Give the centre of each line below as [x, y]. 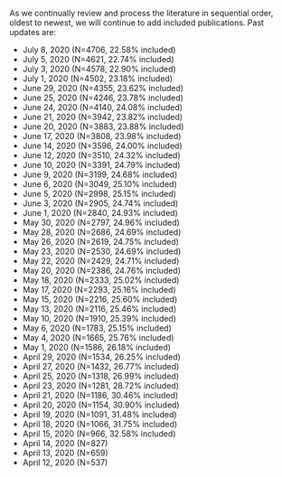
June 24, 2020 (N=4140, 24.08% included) [103, 107]
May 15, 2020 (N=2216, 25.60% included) [100, 299]
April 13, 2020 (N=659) [65, 453]
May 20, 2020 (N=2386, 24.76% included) [102, 271]
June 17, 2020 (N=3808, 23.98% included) [102, 136]
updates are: [33, 32]
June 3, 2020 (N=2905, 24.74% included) [100, 203]
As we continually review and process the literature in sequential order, [141, 13]
